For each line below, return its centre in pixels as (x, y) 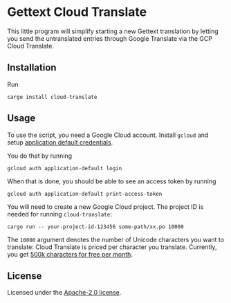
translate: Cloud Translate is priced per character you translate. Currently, (112, 247)
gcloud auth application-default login (65, 168)
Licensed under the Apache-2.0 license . (64, 293)
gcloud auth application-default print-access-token (85, 194)
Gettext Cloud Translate (77, 12)
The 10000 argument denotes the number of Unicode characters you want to (116, 239)
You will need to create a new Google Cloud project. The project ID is (105, 206)
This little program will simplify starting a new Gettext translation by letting (113, 31)
